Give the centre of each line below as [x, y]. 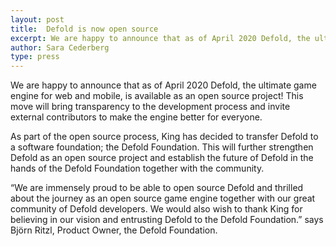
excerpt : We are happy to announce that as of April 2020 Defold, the [160, 38]
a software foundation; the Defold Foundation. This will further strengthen [162, 147]
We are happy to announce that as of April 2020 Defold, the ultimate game [163, 85]
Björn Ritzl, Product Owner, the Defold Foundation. [114, 230]
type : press [35, 57]
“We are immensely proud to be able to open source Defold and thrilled [157, 188]
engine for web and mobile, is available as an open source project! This [157, 96]
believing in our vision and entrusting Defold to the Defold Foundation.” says [167, 220]
